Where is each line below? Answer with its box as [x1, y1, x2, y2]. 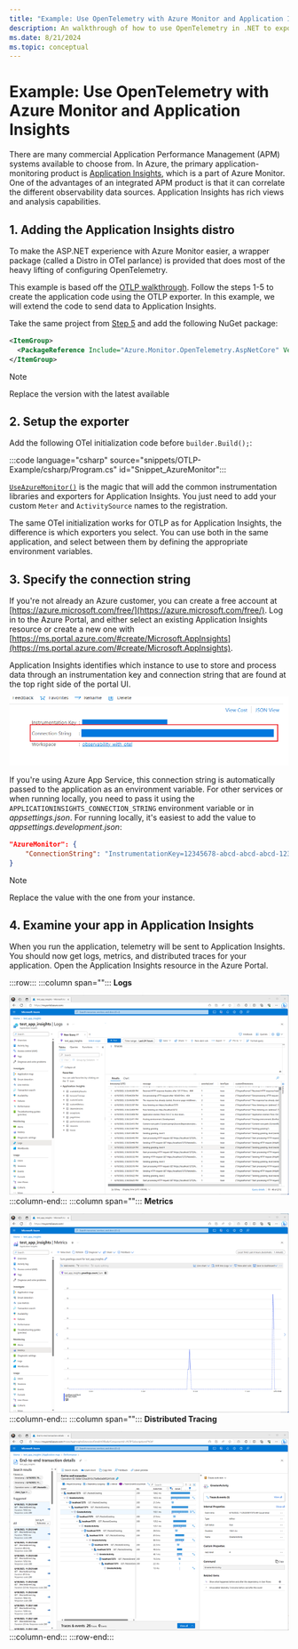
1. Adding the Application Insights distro [9, 222, 235, 237]
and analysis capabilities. [9, 197, 101, 207]
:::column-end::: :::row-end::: [9, 1632, 114, 1643]
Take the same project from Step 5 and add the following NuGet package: [9, 318, 278, 328]
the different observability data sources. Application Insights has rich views [9, 187, 285, 197]
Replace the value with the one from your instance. [9, 892, 195, 903]
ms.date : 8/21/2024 [9, 33, 82, 42]
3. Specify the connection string [9, 572, 191, 587]
